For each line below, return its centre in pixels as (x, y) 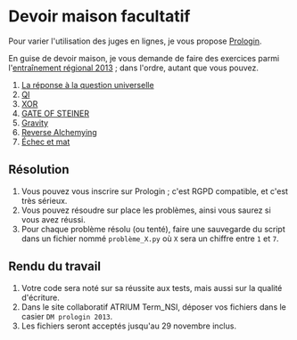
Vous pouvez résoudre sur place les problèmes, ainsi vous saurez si (146, 210)
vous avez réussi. (53, 219)
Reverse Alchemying (59, 132)
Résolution (39, 170)
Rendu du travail (55, 267)
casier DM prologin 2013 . (67, 316)
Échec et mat (45, 142)
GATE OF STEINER (55, 113)
